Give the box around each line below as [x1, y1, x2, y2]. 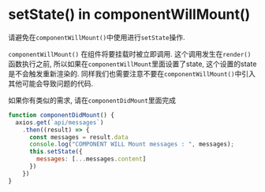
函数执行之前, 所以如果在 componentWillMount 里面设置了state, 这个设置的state [8, 59, 257, 68]
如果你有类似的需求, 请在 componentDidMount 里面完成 [8, 95, 176, 105]
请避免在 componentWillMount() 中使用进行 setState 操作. [8, 32, 185, 42]
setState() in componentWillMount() [8, 6, 251, 24]
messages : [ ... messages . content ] [36, 155, 147, 163]
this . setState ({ [28, 148, 83, 156]
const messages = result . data [28, 133, 129, 141]
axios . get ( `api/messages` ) [15, 118, 104, 127]
